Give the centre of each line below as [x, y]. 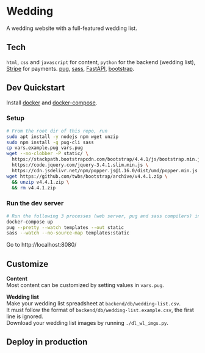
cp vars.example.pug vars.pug [45, 148]
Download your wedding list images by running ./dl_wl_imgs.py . [88, 323]
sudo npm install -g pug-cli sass [50, 142]
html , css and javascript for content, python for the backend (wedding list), [101, 62]
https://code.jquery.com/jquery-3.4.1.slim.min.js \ [80, 165]
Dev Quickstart [36, 88]
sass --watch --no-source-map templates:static [68, 233]
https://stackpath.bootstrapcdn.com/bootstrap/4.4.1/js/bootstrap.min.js [107, 159]
